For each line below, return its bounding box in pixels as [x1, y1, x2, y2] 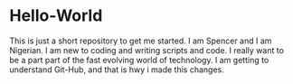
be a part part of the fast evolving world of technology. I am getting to [9, 54, 269, 65]
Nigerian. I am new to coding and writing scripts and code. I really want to [9, 44, 285, 55]
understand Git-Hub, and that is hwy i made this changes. [9, 64, 224, 75]
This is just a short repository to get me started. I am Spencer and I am [9, 35, 272, 46]
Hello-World [9, 5, 103, 26]
